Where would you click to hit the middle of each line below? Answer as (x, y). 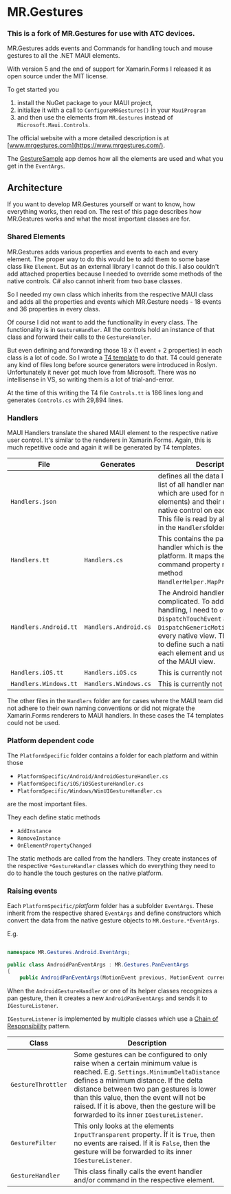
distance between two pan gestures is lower (145, 1089)
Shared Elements (36, 236)
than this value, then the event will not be (140, 1097)
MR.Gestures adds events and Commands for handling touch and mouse (110, 48)
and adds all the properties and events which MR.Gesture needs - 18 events (114, 301)
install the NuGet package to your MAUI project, (85, 103)
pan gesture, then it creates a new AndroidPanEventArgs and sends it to (107, 998)
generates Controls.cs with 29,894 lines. (65, 400)
